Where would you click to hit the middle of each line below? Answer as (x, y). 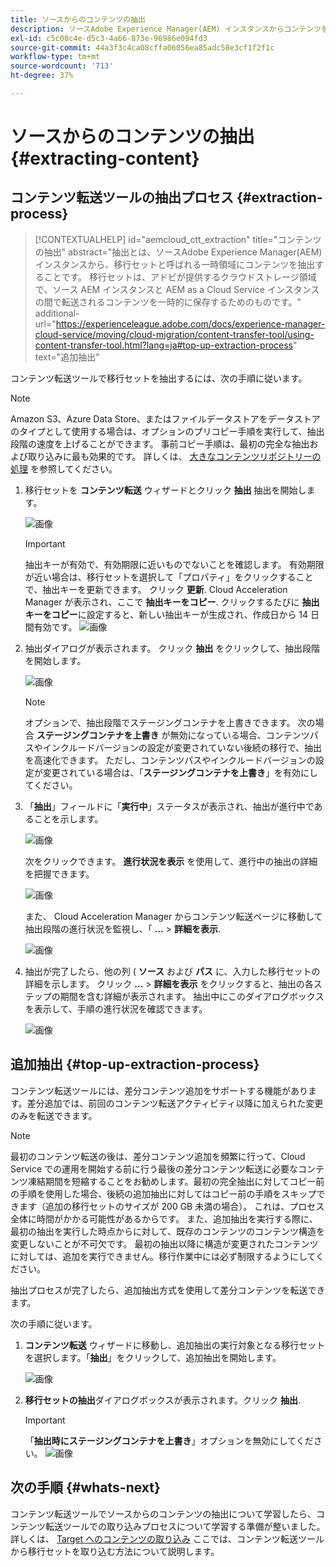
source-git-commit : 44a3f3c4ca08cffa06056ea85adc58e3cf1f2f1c (142, 47)
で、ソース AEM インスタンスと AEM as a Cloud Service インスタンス (177, 289)
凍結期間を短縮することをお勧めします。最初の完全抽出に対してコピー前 (176, 1181)
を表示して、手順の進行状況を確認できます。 (116, 1008)
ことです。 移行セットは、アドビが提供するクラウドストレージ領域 (180, 277)
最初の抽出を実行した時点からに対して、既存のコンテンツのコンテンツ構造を (167, 1231)
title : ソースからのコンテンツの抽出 (78, 19)
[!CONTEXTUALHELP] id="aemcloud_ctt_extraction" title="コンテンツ (178, 239)
